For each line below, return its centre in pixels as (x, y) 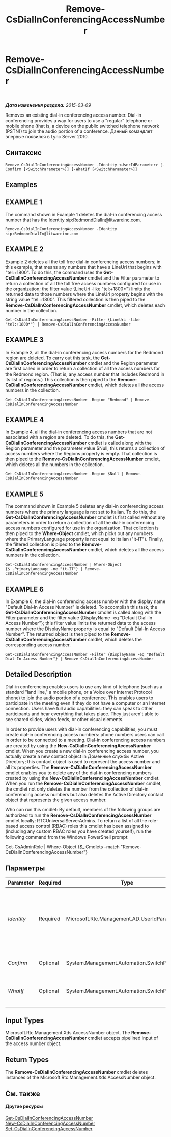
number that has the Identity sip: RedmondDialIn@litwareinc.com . (73, 220)
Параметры (25, 868)
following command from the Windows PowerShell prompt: (67, 837)
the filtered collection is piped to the (43, 544)
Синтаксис (23, 153)
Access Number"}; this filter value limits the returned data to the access (81, 623)
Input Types (25, 1021)
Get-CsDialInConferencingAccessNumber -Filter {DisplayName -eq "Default (85, 655)
